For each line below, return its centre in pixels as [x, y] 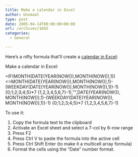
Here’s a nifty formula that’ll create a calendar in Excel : [62, 56]
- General [20, 38]
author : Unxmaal [22, 15]
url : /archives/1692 [27, 29]
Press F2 [22, 133]
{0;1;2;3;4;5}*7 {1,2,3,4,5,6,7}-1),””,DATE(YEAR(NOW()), [63, 92]
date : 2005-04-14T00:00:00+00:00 [40, 24]
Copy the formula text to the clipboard [52, 122]
